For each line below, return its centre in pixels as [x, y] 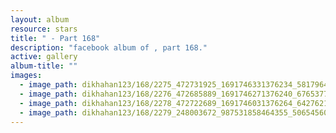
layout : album [40, 19]
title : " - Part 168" [55, 38]
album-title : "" [44, 66]
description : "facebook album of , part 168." [109, 47]
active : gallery [44, 57]
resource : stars [44, 29]
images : [26, 76]
